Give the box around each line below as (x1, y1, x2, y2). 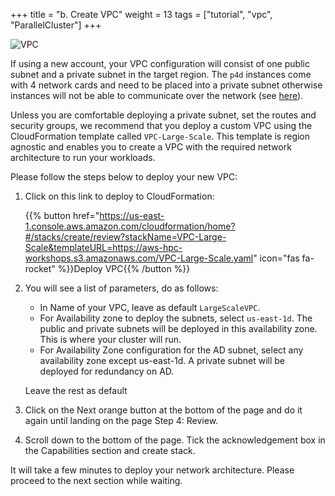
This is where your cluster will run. (39, 334, 182, 345)
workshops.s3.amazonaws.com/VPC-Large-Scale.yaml (24, 252, 254, 264)
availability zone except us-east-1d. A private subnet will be (39, 355, 285, 366)
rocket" (24, 263, 56, 274)
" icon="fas (253, 252, 300, 264)
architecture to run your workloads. (10, 152, 156, 163)
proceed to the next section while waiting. (10, 475, 183, 486)
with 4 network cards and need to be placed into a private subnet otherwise (10, 79, 323, 91)
